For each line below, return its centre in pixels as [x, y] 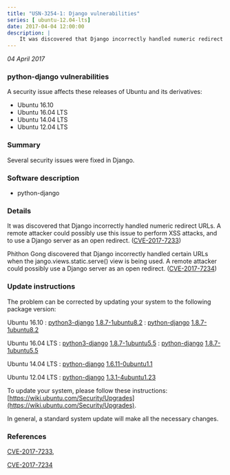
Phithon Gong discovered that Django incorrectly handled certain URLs [108, 254]
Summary [24, 145]
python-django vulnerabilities [58, 77]
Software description [43, 178]
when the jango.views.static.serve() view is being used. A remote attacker [112, 261]
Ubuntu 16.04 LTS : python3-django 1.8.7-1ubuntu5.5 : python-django [105, 343]
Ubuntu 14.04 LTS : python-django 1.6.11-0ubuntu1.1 [80, 364]
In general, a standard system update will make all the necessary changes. [113, 418]
